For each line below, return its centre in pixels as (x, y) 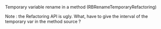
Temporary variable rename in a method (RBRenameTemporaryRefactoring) (81, 7)
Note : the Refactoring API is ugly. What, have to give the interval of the (76, 16)
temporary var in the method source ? (43, 22)
